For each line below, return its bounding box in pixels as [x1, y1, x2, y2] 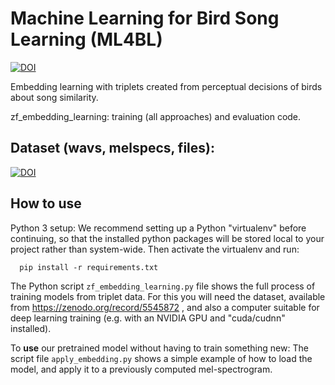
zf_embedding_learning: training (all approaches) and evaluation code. [10, 110, 302, 122]
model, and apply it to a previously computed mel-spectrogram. [10, 363, 273, 375]
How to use [10, 195, 82, 212]
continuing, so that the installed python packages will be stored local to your [10, 232, 325, 244]
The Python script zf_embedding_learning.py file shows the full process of [10, 280, 316, 292]
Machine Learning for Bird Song [10, 7, 280, 30]
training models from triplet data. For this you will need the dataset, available [10, 290, 326, 302]
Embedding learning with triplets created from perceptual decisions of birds [10, 80, 323, 92]
